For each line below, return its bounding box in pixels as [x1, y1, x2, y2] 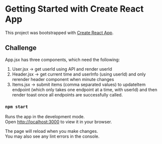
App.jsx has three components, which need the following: [5, 57, 120, 63]
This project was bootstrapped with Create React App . [5, 30, 114, 35]
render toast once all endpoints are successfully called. [12, 92, 123, 97]
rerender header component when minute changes [12, 76, 114, 82]
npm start [5, 104, 28, 110]
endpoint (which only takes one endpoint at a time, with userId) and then [12, 86, 158, 93]
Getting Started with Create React [5, 3, 144, 15]
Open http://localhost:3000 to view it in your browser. [5, 119, 113, 125]
